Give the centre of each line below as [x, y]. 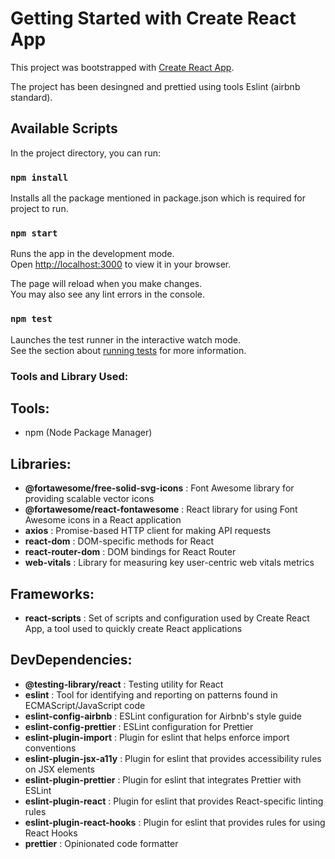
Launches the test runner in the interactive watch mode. [126, 339]
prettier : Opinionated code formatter [101, 843]
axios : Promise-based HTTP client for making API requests [148, 531]
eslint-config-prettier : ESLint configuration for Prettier [139, 726]
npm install [39, 177]
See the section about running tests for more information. [128, 350]
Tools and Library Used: [69, 376]
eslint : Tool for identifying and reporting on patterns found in [151, 694]
